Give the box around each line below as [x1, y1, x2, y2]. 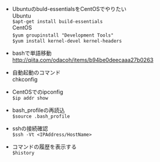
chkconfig [12, 76, 38, 83]
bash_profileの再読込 [12, 107, 65, 114]
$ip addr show [12, 95, 48, 101]
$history [12, 150, 35, 156]
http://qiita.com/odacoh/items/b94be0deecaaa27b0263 [12, 57, 154, 63]
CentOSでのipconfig [12, 88, 64, 96]
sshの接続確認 [12, 125, 48, 132]
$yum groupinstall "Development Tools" [12, 32, 114, 38]
